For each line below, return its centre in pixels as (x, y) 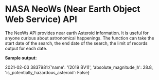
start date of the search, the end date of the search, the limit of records (76, 43)
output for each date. (26, 48)
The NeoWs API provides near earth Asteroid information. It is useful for (77, 33)
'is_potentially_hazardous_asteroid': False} (47, 72)
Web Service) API (41, 19)
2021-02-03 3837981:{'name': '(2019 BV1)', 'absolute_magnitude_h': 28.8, (79, 67)
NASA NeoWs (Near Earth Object (73, 9)
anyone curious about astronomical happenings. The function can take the (80, 38)
